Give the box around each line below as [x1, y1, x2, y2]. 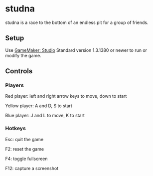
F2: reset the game [5, 146, 44, 152]
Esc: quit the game [5, 136, 44, 142]
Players [5, 82, 24, 89]
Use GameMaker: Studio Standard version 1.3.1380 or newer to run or [5, 47, 148, 53]
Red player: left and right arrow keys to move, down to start [5, 93, 127, 99]
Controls [5, 67, 33, 75]
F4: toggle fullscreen [5, 156, 48, 162]
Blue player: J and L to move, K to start [5, 113, 85, 119]
